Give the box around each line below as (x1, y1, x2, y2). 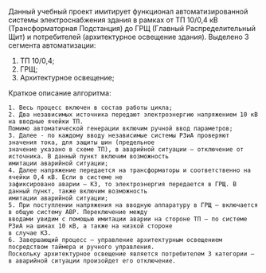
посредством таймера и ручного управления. (8, 243, 155, 251)
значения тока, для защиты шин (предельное (8, 138, 155, 146)
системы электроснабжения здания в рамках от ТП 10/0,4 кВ (8, 15, 218, 25)
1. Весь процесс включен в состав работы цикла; (8, 103, 173, 111)
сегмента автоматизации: (8, 41, 96, 50)
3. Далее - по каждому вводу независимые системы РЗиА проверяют (8, 131, 229, 139)
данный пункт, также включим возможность (8, 187, 148, 195)
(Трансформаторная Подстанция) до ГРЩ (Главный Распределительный (8, 24, 256, 33)
